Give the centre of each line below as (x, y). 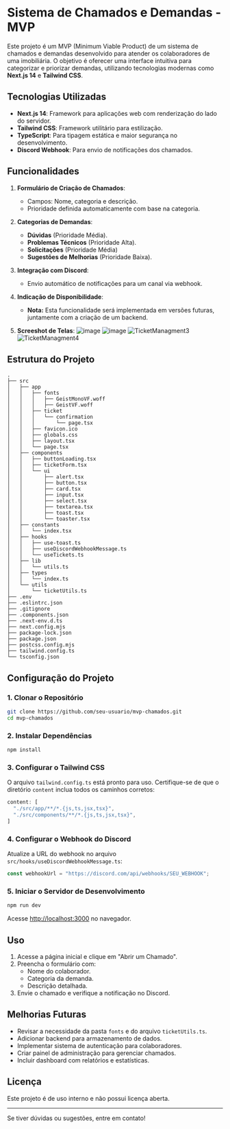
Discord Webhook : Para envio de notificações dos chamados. (105, 149)
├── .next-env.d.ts (35, 621)
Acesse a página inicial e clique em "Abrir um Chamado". (97, 956)
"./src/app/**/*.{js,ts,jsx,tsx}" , (64, 809)
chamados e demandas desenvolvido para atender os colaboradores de (108, 53)
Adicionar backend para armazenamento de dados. (89, 1038)
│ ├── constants (33, 525)
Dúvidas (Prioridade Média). (67, 235)
